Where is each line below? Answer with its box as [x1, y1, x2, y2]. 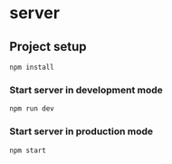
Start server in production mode [9, 125, 154, 138]
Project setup [9, 39, 88, 54]
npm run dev [9, 104, 54, 113]
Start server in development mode [9, 83, 163, 96]
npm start [9, 146, 47, 155]
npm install [9, 63, 54, 72]
